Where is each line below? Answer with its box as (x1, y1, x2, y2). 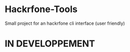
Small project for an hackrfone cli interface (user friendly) (5, 20, 125, 26)
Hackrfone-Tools (5, 4, 78, 15)
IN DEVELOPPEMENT (5, 38, 95, 49)
